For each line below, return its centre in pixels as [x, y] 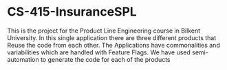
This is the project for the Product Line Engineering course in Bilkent [104, 31]
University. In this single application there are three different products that [112, 37]
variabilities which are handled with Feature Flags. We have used [99, 52]
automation [23, 59]
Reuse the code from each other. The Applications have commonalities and [113, 45]
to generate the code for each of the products [105, 59]
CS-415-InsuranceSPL [72, 12]
